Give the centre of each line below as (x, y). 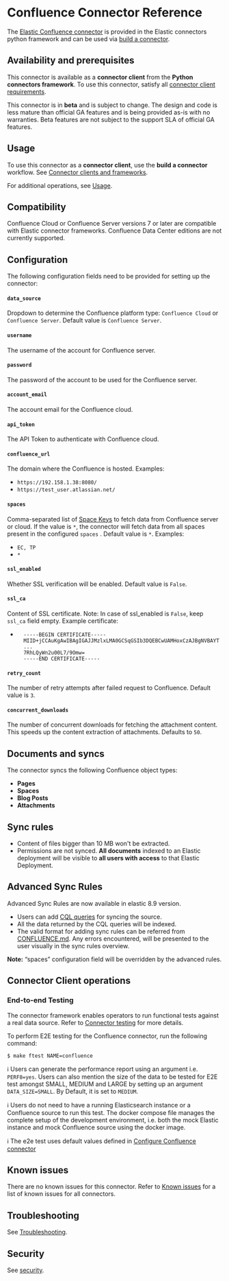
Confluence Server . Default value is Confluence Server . (84, 320)
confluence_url (29, 454)
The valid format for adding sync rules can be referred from (101, 931)
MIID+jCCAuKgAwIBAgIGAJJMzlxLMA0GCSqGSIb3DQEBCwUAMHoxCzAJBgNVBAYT (122, 641)
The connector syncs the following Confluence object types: (92, 771)
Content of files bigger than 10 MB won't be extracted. (93, 844)
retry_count (24, 673)
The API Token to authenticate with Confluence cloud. (83, 439)
